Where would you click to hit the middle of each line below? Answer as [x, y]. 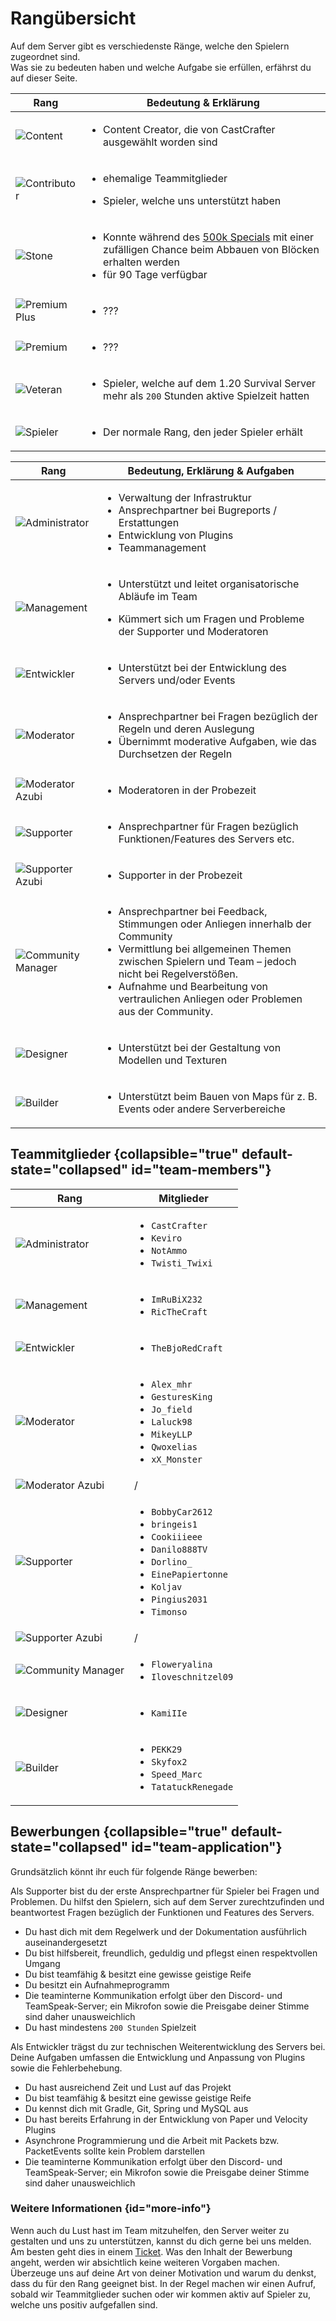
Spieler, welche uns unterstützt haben [192, 200]
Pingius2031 [179, 1599]
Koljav [167, 1586]
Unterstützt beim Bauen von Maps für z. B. [218, 1096]
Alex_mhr [172, 1384]
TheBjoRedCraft [187, 1348]
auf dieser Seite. [44, 78]
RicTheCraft [179, 1311]
